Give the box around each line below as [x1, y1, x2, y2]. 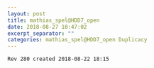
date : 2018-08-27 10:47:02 [7, 23, 87, 30]
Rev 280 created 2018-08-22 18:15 [7, 55, 110, 63]
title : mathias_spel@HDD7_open [7, 17, 100, 24]
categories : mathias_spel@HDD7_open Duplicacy [7, 36, 148, 43]
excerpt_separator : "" [7, 29, 75, 37]
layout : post [7, 10, 46, 18]
